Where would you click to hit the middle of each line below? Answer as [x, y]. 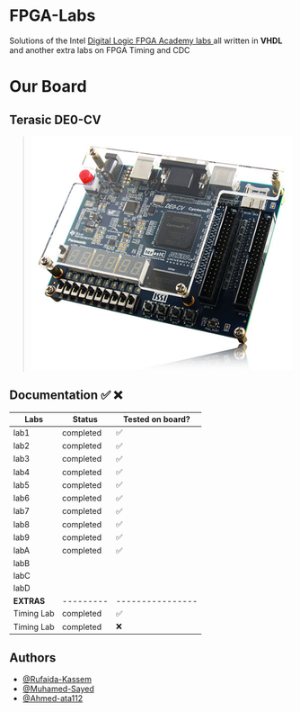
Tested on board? [156, 419]
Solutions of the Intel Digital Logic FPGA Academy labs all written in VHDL [146, 41]
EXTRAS [29, 600]
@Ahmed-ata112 [53, 698]
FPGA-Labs [53, 16]
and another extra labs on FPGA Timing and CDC [100, 50]
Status [85, 419]
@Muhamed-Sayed [58, 689]
